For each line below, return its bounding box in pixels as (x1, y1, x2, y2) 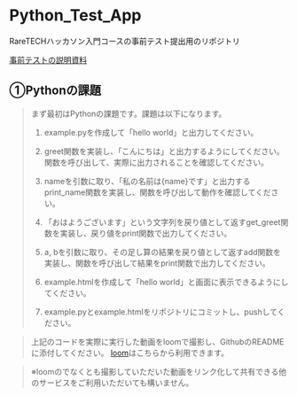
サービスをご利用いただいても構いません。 (38, 377, 194, 388)
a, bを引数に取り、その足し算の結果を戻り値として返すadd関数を (43, 246, 282, 257)
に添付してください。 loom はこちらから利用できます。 (30, 347, 229, 358)
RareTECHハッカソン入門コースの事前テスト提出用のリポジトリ (9, 35, 241, 46)
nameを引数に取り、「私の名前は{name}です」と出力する (43, 175, 251, 186)
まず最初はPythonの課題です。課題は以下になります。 (30, 108, 227, 119)
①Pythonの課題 (9, 83, 102, 98)
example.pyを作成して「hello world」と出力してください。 (43, 127, 259, 137)
